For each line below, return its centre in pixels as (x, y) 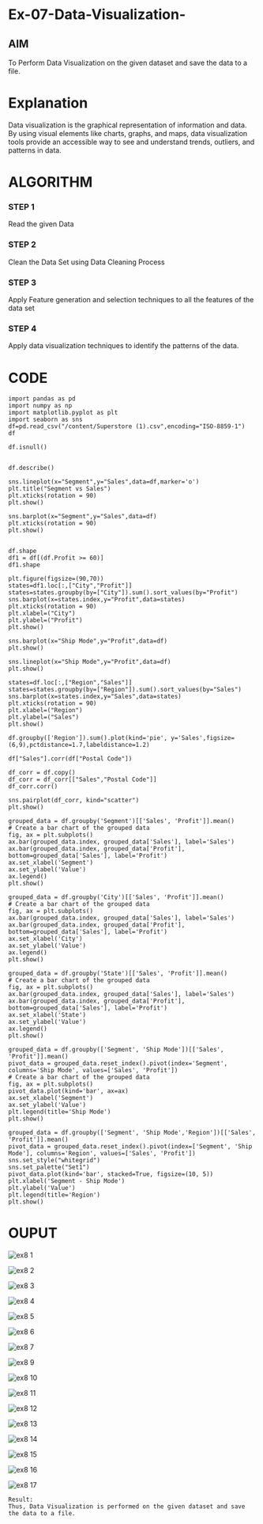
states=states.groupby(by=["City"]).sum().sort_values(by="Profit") (123, 593)
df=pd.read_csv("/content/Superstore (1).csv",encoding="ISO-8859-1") (127, 426)
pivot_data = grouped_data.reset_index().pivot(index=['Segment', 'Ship (130, 1147)
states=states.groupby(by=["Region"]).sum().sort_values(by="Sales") (125, 690)
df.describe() (32, 468)
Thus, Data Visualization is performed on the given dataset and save (127, 1507)
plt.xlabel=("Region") (45, 711)
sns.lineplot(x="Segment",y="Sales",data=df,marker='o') (104, 482)
